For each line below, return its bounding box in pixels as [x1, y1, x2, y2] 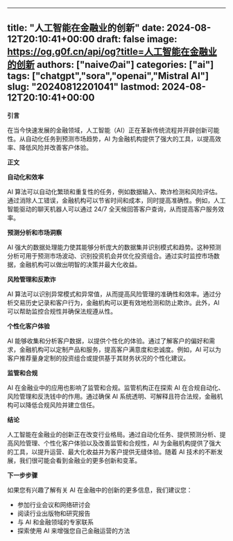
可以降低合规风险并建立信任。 [12, 400, 98, 409]
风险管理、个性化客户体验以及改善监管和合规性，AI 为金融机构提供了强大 [12, 438, 222, 447]
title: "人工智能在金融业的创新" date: [7, 22, 165, 34]
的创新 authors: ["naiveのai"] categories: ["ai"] [7, 59, 214, 71]
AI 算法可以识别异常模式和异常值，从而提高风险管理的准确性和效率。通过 [7, 289, 216, 298]
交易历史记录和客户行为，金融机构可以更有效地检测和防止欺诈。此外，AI [12, 298, 220, 307]
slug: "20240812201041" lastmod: [7, 81, 160, 93]
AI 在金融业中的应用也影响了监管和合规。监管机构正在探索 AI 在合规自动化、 [7, 383, 225, 392]
